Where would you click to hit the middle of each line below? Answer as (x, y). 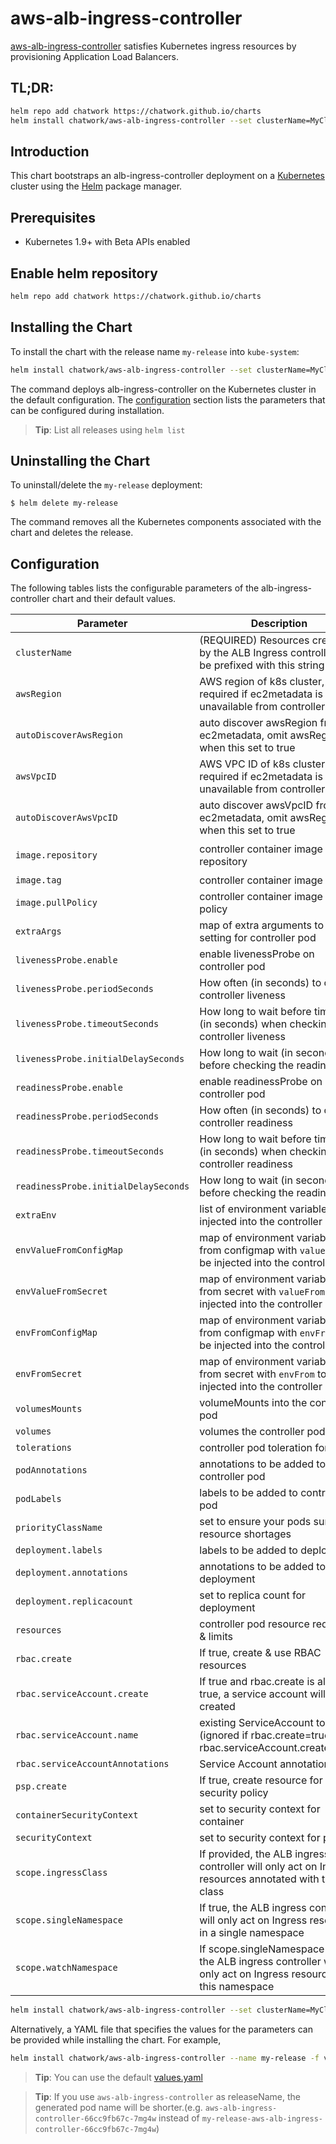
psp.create (41, 1786)
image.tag (38, 880)
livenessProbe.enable (66, 960)
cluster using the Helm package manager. (96, 186)
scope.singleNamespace (69, 1920)
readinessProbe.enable (69, 1088)
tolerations (44, 1448)
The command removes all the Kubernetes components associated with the (166, 522)
